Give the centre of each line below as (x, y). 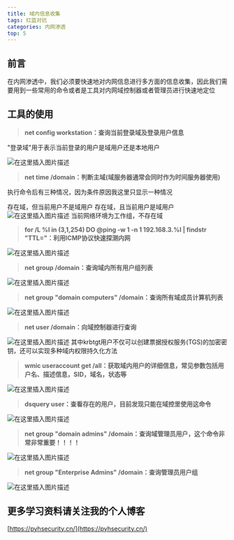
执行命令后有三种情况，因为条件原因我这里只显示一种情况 (90, 192)
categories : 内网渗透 (37, 27)
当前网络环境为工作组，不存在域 (117, 215)
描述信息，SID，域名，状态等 (85, 374)
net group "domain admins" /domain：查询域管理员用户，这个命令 (121, 434)
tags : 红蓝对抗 (27, 20)
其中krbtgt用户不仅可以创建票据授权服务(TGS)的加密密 (149, 342)
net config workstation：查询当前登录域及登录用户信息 (104, 132)
